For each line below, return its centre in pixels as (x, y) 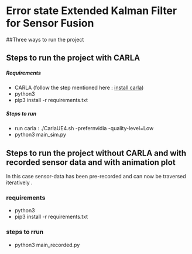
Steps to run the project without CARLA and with (96, 153)
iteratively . (20, 182)
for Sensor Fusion (50, 23)
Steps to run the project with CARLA (73, 58)
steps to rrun (25, 232)
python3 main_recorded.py (47, 245)
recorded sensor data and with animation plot (91, 162)
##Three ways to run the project (45, 39)
